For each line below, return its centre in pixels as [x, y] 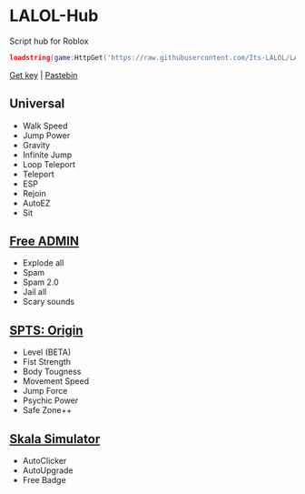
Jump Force [45, 391]
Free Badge [44, 480]
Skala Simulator [55, 439]
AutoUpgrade [48, 470]
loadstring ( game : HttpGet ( [58, 57]
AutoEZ [36, 203]
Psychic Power [50, 400]
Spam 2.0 [40, 282]
